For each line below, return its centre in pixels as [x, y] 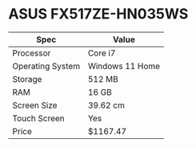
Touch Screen [39, 118]
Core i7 [102, 53]
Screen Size [35, 105]
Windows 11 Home [124, 66]
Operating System [46, 66]
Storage [27, 79]
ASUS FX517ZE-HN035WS [98, 14]
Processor [32, 53]
